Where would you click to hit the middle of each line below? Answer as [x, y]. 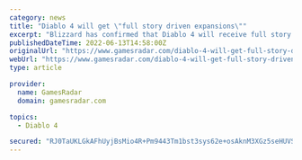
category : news [38, 18]
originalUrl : [34, 51]
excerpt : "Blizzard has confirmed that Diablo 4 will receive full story [151, 34]
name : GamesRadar [50, 92]
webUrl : [24, 59]
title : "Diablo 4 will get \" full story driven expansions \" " [128, 26]
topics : [24, 117]
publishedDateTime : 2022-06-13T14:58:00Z [88, 43]
